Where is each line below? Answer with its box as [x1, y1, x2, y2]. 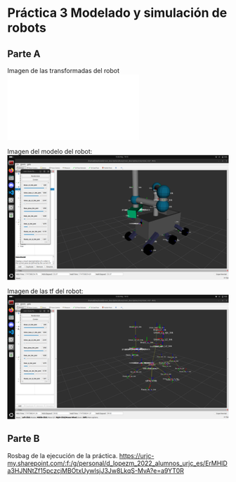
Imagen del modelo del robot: [7, 148, 93, 155]
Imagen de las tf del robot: [7, 287, 84, 295]
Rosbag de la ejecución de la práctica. [7, 451, 118, 460]
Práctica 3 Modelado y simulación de [7, 5, 228, 21]
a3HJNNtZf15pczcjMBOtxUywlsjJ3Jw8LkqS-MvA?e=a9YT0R [7, 466, 184, 475]
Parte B [7, 433, 40, 445]
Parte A [7, 48, 41, 60]
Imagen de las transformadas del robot [7, 67, 120, 74]
